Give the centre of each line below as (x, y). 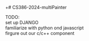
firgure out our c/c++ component (40, 33)
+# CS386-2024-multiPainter (36, 7)
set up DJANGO (22, 23)
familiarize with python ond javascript (44, 28)
